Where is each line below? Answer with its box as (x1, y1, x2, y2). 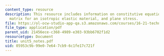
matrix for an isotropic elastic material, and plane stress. (9, 16, 139, 21)
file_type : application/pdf (5, 25, 62, 30)
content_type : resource (5, 7, 54, 12)
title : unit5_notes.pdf (5, 39, 54, 44)
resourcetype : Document (5, 35, 54, 39)
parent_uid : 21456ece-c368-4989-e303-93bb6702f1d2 (5, 30, 110, 35)
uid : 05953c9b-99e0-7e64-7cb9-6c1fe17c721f (5, 43, 95, 48)
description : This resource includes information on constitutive (5, 12, 143, 17)
